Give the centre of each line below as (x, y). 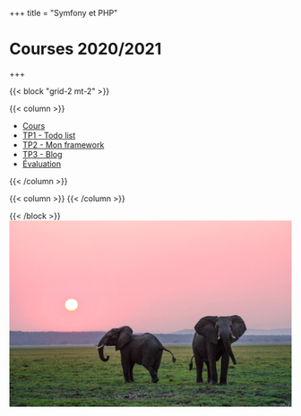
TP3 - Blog (42, 154)
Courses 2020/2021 (86, 49)
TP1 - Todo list (49, 135)
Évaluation (42, 164)
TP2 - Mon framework (63, 144)
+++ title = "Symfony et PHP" (64, 13)
